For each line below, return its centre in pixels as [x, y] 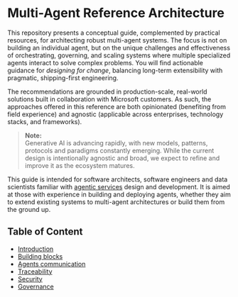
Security [30, 279]
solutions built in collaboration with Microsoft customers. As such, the [109, 99]
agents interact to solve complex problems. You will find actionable [106, 62]
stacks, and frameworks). [45, 121]
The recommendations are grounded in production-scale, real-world [107, 91]
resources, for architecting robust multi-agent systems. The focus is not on [117, 40]
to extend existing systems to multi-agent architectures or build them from [116, 202]
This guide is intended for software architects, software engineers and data [118, 179]
